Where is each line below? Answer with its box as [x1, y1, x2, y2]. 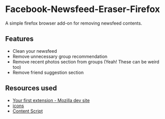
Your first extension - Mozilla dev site [12, 97, 90, 103]
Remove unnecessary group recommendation [12, 53, 108, 59]
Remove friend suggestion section [12, 69, 84, 75]
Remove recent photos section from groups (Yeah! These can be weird [12, 59, 159, 65]
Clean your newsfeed [12, 48, 57, 54]
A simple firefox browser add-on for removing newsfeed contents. [5, 20, 142, 26]
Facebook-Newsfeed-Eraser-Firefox [5, 4, 160, 15]
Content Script [12, 108, 43, 114]
